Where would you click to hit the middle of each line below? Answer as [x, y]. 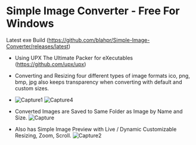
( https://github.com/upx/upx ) [50, 64]
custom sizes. [32, 88]
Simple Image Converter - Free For [93, 11]
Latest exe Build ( [27, 40]
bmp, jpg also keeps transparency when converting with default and [99, 82]
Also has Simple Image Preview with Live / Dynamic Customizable [96, 129]
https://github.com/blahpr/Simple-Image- [99, 40]
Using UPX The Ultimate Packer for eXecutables [74, 58]
